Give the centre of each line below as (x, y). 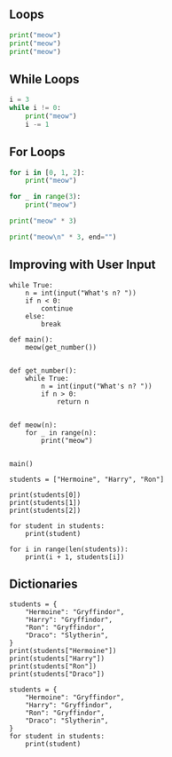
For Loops (37, 152)
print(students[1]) (45, 502)
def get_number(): (43, 371)
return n (73, 402)
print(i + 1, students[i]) (75, 557)
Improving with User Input (82, 265)
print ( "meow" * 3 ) (43, 221)
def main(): (31, 339)
